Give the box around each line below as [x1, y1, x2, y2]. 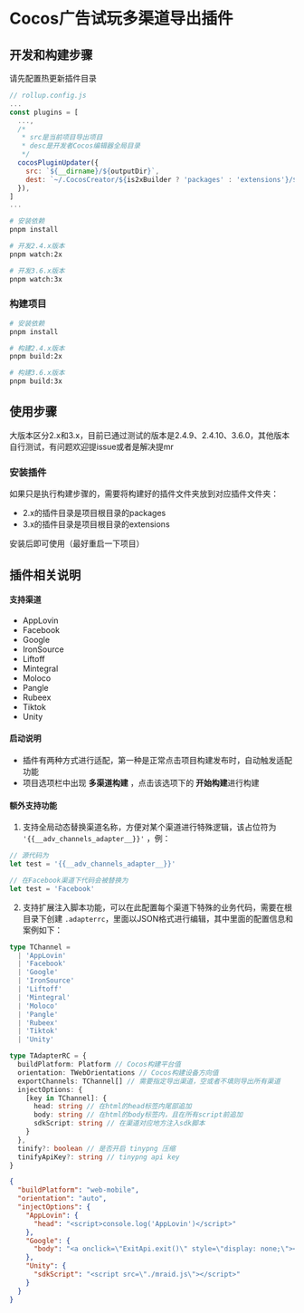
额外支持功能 [9, 800, 57, 810]
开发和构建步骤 [9, 47, 93, 62]
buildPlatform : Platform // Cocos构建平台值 [17, 1060, 181, 1069]
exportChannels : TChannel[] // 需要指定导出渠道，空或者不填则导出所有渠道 [17, 1077, 280, 1086]
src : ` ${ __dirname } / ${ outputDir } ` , [25, 167, 160, 176]
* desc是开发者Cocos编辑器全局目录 [21, 141, 141, 150]
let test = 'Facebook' [9, 884, 95, 893]
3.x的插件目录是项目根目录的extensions [22, 519, 170, 530]
